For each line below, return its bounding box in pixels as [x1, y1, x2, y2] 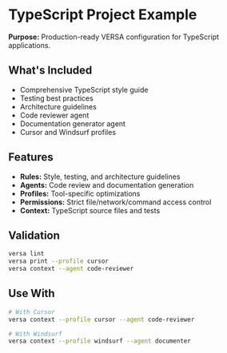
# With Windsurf [8, 330, 62, 338]
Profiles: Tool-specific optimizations [19, 188, 141, 198]
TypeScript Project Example [8, 6, 197, 24]
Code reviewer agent [19, 110, 90, 120]
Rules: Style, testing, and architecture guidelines [19, 172, 181, 181]
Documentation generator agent [19, 118, 126, 129]
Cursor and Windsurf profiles [19, 127, 117, 137]
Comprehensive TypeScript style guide [19, 85, 149, 94]
